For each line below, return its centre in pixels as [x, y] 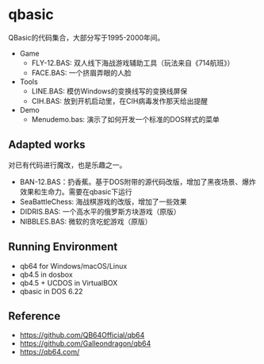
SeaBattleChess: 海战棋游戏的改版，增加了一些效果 [103, 201]
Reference [34, 316]
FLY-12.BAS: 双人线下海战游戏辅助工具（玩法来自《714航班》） [133, 63]
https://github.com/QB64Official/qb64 [82, 335]
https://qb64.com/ [50, 352]
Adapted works [47, 145]
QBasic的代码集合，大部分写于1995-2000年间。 [86, 37]
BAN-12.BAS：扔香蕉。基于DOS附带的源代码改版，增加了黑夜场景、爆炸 [138, 182]
